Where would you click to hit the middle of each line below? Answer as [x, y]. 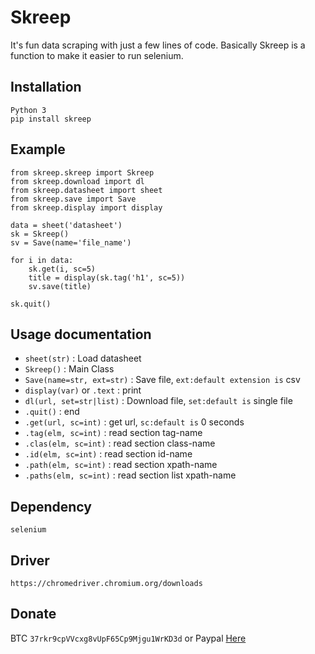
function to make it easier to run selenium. [97, 55]
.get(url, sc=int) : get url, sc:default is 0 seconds [134, 422]
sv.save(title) [60, 286]
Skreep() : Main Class [69, 369]
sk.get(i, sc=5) [62, 269]
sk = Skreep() [40, 234]
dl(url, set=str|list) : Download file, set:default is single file [158, 401]
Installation [46, 87]
